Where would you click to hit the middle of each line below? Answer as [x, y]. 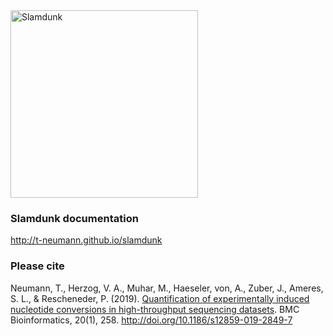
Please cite [37, 266]
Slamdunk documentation [74, 218]
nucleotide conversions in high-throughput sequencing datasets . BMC [155, 309]
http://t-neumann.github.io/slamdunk [86, 240]
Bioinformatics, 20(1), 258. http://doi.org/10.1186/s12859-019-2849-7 [151, 320]
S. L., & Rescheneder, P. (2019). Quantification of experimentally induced [160, 298]
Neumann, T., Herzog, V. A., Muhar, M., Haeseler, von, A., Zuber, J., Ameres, [167, 288]
